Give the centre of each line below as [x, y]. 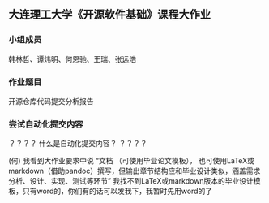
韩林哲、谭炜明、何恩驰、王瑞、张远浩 [72, 58]
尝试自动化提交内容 [46, 124]
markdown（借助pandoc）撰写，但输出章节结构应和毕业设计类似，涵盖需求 [134, 171]
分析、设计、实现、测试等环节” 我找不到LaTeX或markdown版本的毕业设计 [131, 181]
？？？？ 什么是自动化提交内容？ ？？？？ [78, 144]
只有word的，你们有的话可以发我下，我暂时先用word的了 [117, 191]
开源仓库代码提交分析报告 [51, 101]
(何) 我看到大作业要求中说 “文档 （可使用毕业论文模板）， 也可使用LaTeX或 [132, 161]
